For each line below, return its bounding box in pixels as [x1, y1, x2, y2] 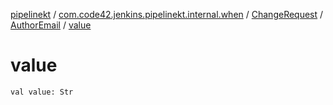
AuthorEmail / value [10, 19, 92, 31]
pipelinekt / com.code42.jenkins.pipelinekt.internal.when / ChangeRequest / [10, 9, 324, 20]
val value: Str [10, 87, 74, 97]
